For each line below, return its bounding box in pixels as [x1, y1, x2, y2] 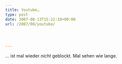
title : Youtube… [5, 7, 39, 13]
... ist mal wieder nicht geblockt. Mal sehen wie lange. [5, 53, 117, 59]
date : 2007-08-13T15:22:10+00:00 [5, 17, 76, 22]
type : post [5, 12, 28, 17]
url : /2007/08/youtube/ [5, 21, 56, 27]
